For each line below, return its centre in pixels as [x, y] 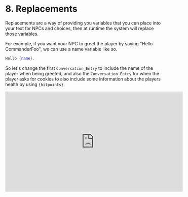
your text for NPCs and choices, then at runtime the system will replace [80, 28]
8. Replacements [41, 9]
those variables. [22, 34]
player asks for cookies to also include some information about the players [83, 79]
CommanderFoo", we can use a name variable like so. [61, 49]
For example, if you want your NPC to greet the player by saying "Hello [79, 43]
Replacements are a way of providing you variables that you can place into [83, 23]
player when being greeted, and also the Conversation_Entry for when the [82, 73]
